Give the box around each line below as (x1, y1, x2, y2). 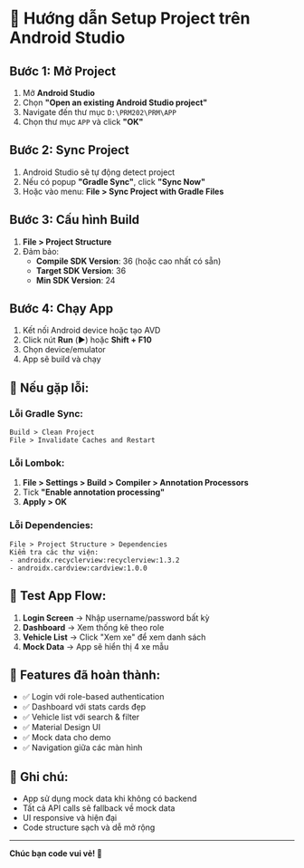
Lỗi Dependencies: (9, 519, 94, 532)
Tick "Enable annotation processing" (22, 487, 166, 497)
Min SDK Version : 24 (35, 275, 116, 285)
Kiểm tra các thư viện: (9, 547, 100, 556)
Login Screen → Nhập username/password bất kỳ (22, 612, 210, 623)
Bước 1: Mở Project (9, 63, 116, 79)
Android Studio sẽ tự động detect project (22, 167, 176, 178)
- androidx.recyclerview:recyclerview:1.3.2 (9, 555, 180, 564)
